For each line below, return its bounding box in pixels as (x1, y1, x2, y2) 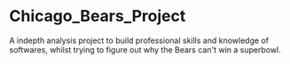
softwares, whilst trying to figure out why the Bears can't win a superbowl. (9, 44, 281, 54)
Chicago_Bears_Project (9, 6, 186, 26)
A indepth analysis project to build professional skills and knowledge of (9, 35, 269, 46)
